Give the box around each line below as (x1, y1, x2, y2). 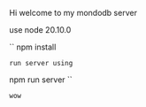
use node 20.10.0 (9, 25, 72, 34)
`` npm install (9, 42, 57, 52)
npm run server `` (9, 74, 73, 85)
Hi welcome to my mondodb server (9, 8, 137, 18)
